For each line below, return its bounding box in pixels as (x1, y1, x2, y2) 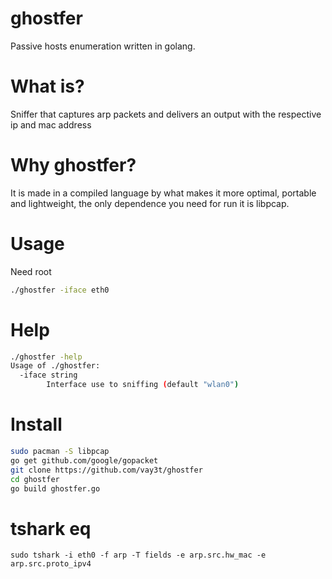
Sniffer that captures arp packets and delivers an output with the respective (10, 108, 322, 120)
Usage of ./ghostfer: (10, 361, 101, 371)
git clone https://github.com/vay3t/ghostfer (10, 465, 203, 475)
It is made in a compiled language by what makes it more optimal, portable (10, 187, 317, 199)
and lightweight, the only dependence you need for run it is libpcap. (10, 197, 290, 209)
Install (10, 413, 63, 436)
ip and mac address (10, 118, 92, 131)
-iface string (19, 370, 78, 381)
